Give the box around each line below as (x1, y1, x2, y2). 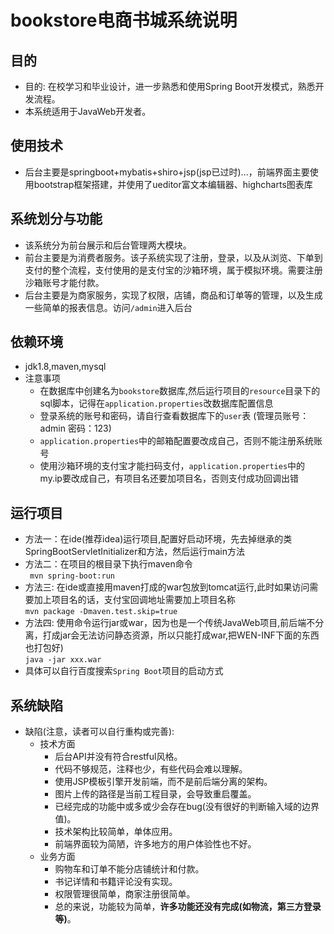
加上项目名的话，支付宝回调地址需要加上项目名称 (33, 594, 236, 606)
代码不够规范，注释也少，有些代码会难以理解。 (54, 763, 248, 775)
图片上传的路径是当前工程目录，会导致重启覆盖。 (54, 788, 257, 800)
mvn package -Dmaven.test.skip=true (24, 607, 178, 617)
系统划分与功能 (10, 211, 103, 228)
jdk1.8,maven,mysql (24, 361, 107, 373)
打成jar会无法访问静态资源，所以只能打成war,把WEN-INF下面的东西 (42, 629, 320, 641)
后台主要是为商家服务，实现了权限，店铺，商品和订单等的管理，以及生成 (24, 289, 323, 301)
